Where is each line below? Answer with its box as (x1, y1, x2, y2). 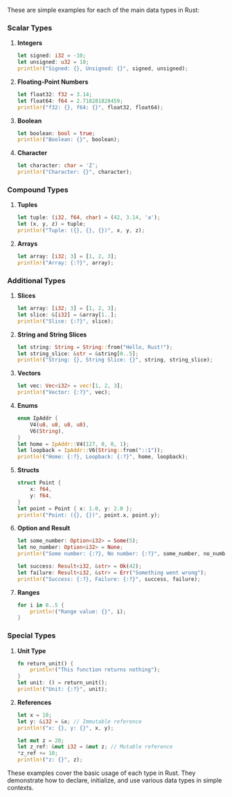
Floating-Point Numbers (17, 78, 89, 86)
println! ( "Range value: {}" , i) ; (30, 608, 127, 615)
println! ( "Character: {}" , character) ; (17, 169, 133, 176)
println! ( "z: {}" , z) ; (17, 756, 83, 764)
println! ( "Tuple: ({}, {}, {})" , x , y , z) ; (17, 227, 145, 234)
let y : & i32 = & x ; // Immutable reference (17, 718, 142, 725)
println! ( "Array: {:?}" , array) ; (17, 259, 114, 266)
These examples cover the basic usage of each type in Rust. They (7, 769, 196, 778)
